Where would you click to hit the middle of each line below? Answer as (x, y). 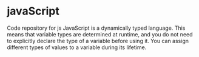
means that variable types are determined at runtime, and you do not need (100, 34)
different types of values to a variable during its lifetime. (77, 47)
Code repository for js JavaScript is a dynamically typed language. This (96, 28)
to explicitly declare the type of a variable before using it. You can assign (98, 41)
